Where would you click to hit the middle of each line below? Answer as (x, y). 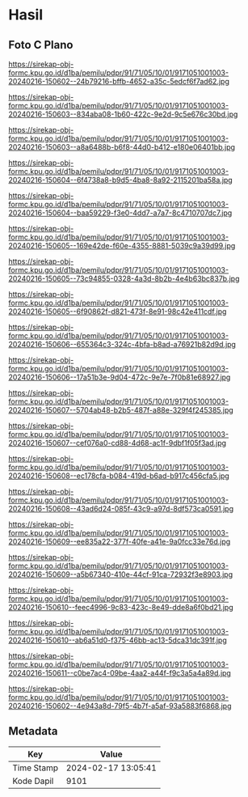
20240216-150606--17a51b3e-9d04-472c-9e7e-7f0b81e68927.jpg (120, 377)
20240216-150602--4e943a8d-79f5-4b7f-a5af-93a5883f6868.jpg (120, 706)
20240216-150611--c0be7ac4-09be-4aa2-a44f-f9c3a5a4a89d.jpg (120, 673)
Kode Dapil (33, 781)
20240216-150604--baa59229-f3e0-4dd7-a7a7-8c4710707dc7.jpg (120, 213)
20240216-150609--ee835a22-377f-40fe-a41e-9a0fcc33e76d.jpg (120, 541)
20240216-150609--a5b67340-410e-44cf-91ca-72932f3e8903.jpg (121, 574)
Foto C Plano (41, 45)
